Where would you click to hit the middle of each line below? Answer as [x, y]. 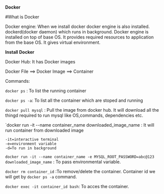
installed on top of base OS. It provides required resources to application [80, 37]
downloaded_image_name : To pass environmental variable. [63, 162]
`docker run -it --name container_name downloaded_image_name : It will [80, 125]
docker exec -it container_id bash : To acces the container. [67, 186]
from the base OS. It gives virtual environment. [53, 42]
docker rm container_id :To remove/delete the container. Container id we [80, 171]
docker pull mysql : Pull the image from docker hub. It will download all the [82, 110]
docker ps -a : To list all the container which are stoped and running [74, 100]
